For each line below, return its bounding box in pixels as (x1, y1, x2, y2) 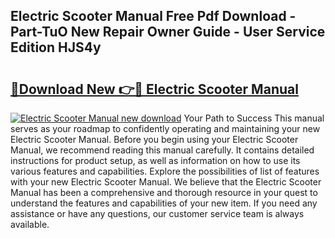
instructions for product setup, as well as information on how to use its (10, 155, 301, 166)
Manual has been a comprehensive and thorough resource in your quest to (10, 187, 318, 198)
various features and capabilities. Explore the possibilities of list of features (10, 165, 320, 177)
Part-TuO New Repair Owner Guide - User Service (10, 24, 326, 41)
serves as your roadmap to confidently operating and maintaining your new (10, 123, 321, 134)
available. (10, 219, 50, 230)
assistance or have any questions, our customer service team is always (10, 208, 305, 219)
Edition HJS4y (10, 39, 102, 56)
